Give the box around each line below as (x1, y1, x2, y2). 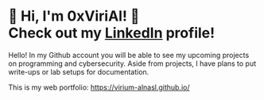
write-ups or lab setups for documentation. (8, 67, 149, 76)
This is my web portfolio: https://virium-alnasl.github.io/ (8, 83, 190, 92)
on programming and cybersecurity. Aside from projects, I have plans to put (8, 59, 257, 68)
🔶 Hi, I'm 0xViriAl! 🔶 (8, 7, 140, 25)
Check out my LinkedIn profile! (8, 24, 215, 42)
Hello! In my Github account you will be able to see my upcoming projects (8, 50, 250, 60)
